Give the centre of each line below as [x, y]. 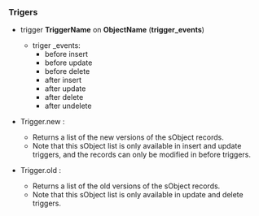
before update [68, 63]
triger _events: [57, 45]
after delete [64, 97]
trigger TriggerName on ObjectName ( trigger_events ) [112, 30]
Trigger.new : [42, 122]
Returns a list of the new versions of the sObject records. [128, 137]
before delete [67, 71]
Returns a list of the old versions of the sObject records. [126, 186]
